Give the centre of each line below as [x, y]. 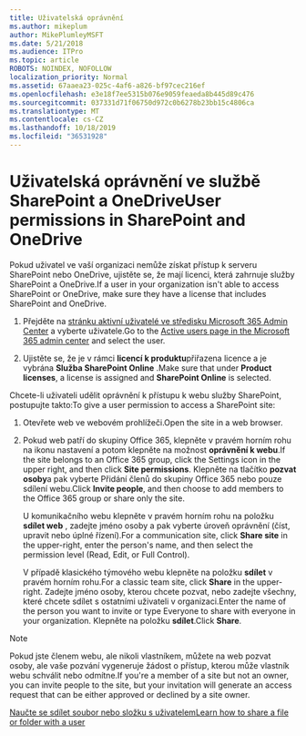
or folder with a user [47, 721]
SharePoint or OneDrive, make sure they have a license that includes [138, 293]
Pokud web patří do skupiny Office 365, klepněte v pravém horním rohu [157, 440]
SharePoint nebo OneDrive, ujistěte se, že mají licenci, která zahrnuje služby [152, 274]
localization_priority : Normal [69, 77]
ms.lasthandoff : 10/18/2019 [63, 128]
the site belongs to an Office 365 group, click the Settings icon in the [151, 459]
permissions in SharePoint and [127, 220]
